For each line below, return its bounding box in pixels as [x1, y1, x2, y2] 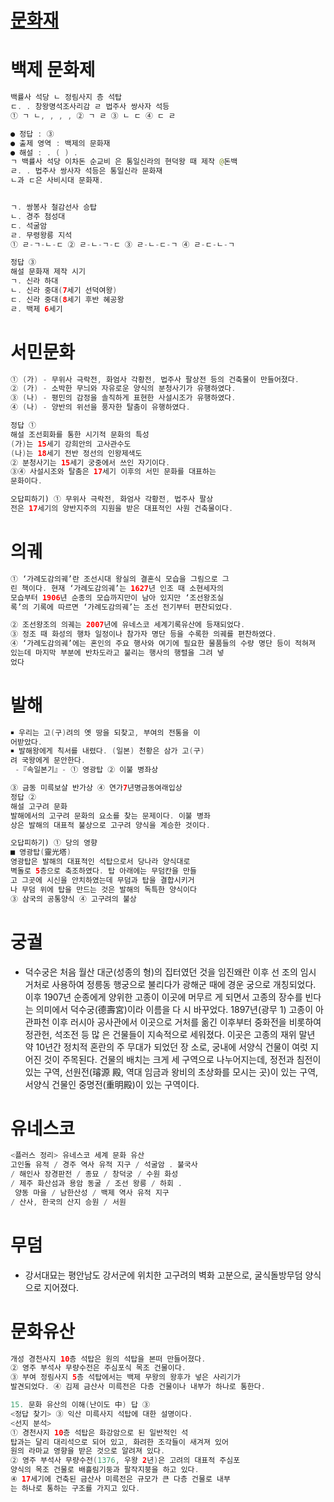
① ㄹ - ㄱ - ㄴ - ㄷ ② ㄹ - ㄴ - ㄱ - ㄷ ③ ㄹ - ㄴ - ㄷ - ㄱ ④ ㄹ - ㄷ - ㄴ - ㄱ [10, 239, 235, 250]
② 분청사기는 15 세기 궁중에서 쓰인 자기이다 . [10, 457, 171, 468]
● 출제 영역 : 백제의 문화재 [10, 138, 111, 148]
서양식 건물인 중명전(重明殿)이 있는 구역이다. [24, 1078, 200, 1090]
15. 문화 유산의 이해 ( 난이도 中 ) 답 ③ [10, 1400, 150, 1410]
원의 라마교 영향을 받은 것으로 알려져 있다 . [10, 1446, 166, 1456]
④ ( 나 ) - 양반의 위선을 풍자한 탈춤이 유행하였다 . [10, 402, 191, 413]
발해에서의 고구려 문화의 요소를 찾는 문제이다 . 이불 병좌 [10, 811, 211, 821]
